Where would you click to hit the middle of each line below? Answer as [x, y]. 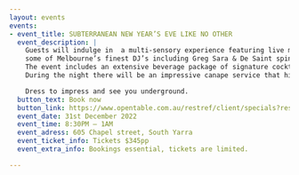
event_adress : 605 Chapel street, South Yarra [105, 133]
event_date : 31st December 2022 [77, 116]
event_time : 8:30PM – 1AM [65, 124]
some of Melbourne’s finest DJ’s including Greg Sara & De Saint [149, 59]
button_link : [41, 107]
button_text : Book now [59, 99]
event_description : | [57, 42]
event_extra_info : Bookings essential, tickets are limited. [133, 149]
